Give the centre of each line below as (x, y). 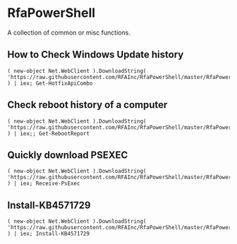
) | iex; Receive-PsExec (44, 184)
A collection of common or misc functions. (69, 32)
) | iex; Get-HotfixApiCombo (50, 83)
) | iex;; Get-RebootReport (49, 133)
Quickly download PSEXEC (68, 155)
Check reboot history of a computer (87, 105)
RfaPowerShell (51, 13)
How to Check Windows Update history (96, 55)
